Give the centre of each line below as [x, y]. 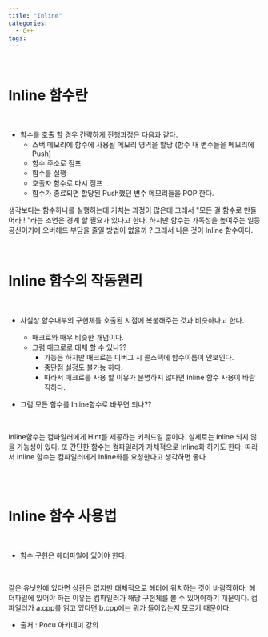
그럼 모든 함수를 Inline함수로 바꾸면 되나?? [86, 404]
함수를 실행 [49, 174]
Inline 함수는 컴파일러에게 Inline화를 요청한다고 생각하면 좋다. [112, 457]
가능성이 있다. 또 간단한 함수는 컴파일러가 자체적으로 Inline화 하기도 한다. [130, 447]
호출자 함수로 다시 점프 [67, 183]
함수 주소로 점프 [56, 163]
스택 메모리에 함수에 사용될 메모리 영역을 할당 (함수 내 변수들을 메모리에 [143, 145]
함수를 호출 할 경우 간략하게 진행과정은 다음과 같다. [99, 135]
